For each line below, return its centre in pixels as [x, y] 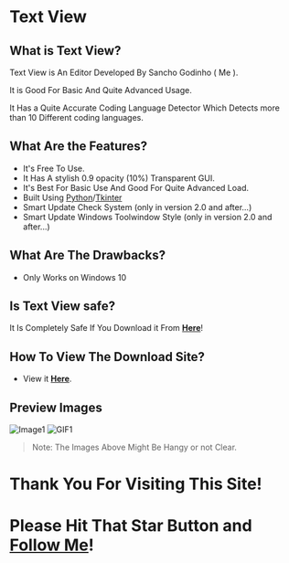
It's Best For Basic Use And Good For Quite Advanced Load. [136, 187]
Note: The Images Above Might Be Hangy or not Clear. [134, 447]
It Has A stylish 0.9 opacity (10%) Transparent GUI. [118, 178]
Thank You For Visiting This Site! [136, 484]
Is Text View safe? [63, 307]
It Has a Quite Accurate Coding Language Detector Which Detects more [145, 108]
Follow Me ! [52, 545]
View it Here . [47, 379]
